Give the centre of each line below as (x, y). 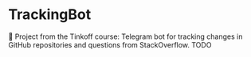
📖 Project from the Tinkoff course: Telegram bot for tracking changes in (125, 36)
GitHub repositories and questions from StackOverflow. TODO (110, 44)
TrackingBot (50, 15)
